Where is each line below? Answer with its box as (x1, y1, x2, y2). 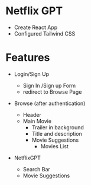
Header (22, 111, 42, 118)
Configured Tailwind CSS (14, 30, 76, 37)
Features (5, 51, 50, 65)
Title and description (31, 130, 82, 137)
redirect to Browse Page (22, 88, 82, 95)
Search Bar (22, 165, 51, 173)
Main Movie (22, 117, 51, 125)
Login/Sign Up (14, 70, 50, 78)
